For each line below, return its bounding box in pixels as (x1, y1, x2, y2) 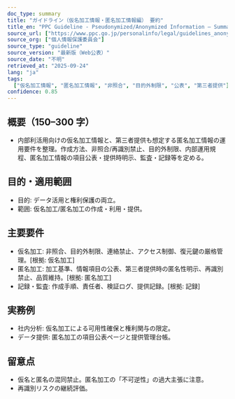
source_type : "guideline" (7, 43, 83, 50)
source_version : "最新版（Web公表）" (7, 50, 110, 57)
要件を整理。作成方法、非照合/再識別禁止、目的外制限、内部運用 (23, 144, 210, 153)
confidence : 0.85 (7, 88, 58, 95)
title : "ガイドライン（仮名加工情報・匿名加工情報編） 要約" (7, 17, 164, 24)
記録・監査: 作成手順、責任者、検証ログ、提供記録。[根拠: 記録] (17, 281, 201, 290)
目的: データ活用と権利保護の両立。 (17, 195, 120, 204)
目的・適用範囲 (7, 176, 72, 188)
